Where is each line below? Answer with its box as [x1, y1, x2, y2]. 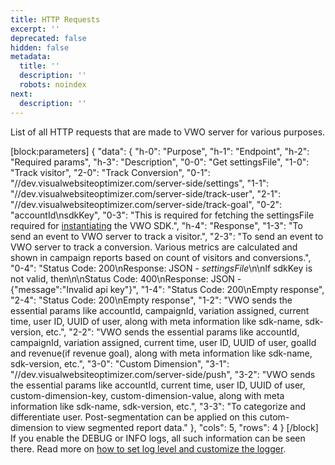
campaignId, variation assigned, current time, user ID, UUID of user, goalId [10, 336, 317, 348]
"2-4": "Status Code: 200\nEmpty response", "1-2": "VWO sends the [10, 294, 293, 306]
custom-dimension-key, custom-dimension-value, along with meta [10, 389, 285, 401]
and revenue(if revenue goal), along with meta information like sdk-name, [10, 347, 313, 359]
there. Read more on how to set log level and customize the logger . [10, 442, 287, 455]
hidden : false [10, 42, 70, 53]
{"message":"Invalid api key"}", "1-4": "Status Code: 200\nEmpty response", [10, 283, 325, 295]
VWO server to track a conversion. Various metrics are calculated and [10, 241, 298, 253]
